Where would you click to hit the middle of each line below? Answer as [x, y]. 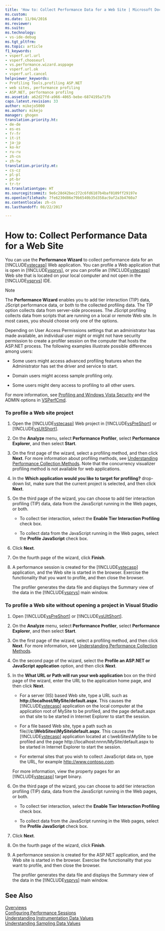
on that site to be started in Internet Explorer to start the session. [85, 716]
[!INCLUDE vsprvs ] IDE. [28, 281]
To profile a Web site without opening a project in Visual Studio [82, 605]
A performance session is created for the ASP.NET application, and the [84, 855]
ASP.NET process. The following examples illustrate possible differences [79, 346]
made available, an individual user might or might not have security [73, 335]
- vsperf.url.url [23, 56]
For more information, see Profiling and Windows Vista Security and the [78, 395]
